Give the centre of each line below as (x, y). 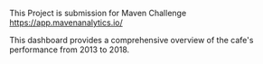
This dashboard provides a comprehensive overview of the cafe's (131, 40)
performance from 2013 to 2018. (70, 50)
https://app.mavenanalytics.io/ (66, 23)
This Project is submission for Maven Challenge (98, 13)
